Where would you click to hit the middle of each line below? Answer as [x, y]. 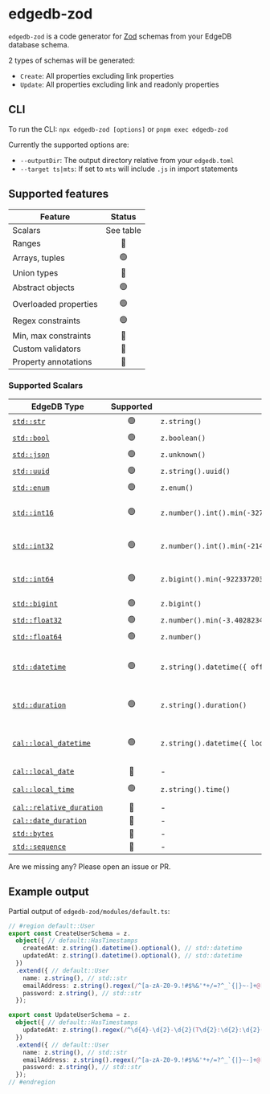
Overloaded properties [55, 304]
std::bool [31, 438]
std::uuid [31, 471]
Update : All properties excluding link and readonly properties [119, 84]
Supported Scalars [46, 386]
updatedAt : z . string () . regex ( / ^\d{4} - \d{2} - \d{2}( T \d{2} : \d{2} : [133, 1030]
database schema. [39, 44]
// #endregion [32, 1082]
